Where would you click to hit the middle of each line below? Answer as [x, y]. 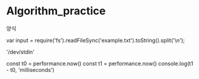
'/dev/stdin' [21, 51]
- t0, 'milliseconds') [30, 69]
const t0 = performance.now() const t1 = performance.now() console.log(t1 [100, 63]
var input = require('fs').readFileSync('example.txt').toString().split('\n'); [96, 40]
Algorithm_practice [56, 11]
